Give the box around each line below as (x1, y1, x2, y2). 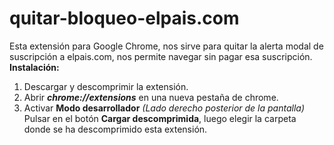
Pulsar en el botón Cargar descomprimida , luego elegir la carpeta (23, 112, 297, 124)
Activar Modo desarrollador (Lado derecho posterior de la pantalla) (23, 102, 305, 114)
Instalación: (9, 61, 60, 73)
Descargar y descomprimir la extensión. (23, 80, 189, 92)
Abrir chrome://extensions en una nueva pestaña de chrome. (23, 91, 279, 103)
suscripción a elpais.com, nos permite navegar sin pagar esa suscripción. (9, 50, 313, 62)
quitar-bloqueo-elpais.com (9, 7, 240, 30)
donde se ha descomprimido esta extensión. (23, 123, 208, 135)
